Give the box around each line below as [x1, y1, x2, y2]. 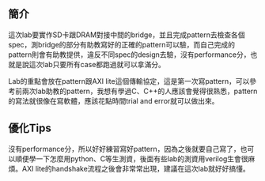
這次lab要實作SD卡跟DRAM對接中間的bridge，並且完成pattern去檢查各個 [8, 30, 245, 40]
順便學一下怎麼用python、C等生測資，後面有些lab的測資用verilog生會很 [14, 153, 248, 164]
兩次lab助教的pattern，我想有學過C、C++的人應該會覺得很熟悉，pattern [21, 86, 258, 96]
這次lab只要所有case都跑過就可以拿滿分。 [28, 59, 166, 69]
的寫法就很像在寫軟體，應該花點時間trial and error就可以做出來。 [8, 96, 219, 105]
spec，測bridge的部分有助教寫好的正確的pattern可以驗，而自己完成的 [8, 40, 236, 49]
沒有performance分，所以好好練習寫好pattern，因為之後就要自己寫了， [8, 144, 240, 153]
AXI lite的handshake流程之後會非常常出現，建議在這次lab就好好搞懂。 [21, 164, 251, 173]
